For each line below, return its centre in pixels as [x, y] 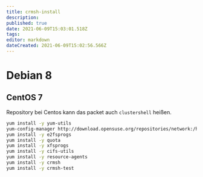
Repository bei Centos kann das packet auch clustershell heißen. [89, 112]
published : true [27, 23]
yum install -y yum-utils [39, 123]
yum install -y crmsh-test [40, 168]
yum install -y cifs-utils [40, 152]
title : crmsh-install [34, 12]
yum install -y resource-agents [47, 157]
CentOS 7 [24, 98]
